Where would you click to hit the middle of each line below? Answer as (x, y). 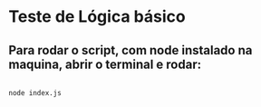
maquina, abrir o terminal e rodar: (105, 64)
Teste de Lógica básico (97, 17)
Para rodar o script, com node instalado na (130, 50)
